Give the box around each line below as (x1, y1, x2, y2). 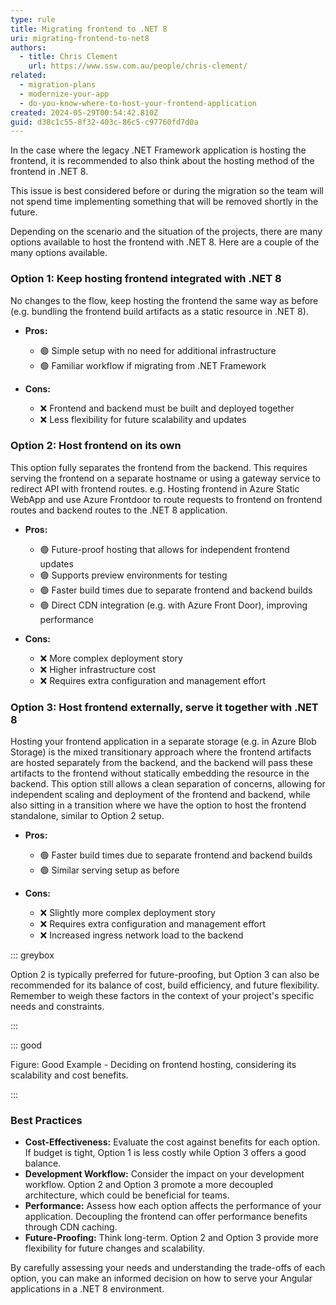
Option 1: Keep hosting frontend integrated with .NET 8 (10, 272, 282, 286)
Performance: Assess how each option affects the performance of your (24, 1200, 322, 1212)
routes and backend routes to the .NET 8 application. (10, 504, 228, 516)
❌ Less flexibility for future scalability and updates (39, 413, 247, 425)
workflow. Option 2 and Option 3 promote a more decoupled (24, 1179, 273, 1191)
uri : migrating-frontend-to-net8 (10, 33, 150, 43)
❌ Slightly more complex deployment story (39, 907, 216, 919)
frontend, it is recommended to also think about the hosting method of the (10, 155, 315, 167)
